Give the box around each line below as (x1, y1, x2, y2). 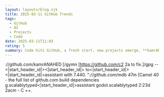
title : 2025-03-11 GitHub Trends (5, 12, 73, 17)
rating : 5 (5, 43, 25, 48)
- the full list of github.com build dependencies (5, 77, 99, 83)
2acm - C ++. (5, 87, 32, 93)
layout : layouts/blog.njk (5, 7, 58, 12)
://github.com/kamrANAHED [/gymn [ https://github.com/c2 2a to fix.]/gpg (5, 61, 154, 67)
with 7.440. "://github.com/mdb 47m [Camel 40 (63, 72, 159, 78)
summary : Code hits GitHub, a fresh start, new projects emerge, (5, 48, 141, 53)
